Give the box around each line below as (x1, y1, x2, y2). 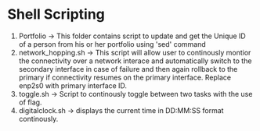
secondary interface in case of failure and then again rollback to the (18, 64, 238, 73)
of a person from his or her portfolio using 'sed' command (18, 39, 207, 48)
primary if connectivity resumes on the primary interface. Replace (18, 73, 232, 82)
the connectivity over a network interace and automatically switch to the (18, 56, 252, 65)
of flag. (18, 97, 42, 107)
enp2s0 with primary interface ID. (18, 80, 127, 90)
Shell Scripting (7, 5, 105, 23)
